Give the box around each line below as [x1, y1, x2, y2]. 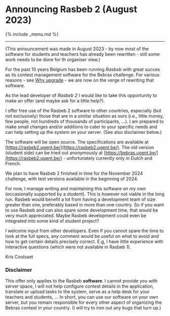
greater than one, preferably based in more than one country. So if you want [5, 201, 164, 207]
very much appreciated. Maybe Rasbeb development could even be [5, 212, 147, 219]
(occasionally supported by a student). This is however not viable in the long [5, 191, 164, 197]
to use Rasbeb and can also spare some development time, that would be [5, 207, 158, 213]
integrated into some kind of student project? [5, 218, 100, 224]
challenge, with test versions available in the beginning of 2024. [5, 175, 138, 182]
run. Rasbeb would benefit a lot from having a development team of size [5, 196, 156, 202]
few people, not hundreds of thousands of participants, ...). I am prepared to [5, 118, 164, 124]
